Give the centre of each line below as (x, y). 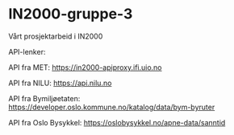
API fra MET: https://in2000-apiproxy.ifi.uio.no (86, 67)
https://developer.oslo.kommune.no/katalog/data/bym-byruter (112, 107)
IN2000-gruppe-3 (71, 14)
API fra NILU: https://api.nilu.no (60, 83)
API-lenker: (27, 51)
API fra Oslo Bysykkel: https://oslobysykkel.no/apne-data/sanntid (117, 122)
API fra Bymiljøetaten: (44, 98)
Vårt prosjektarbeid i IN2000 (56, 36)
